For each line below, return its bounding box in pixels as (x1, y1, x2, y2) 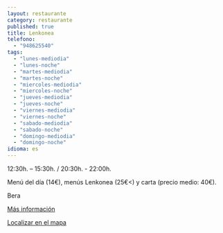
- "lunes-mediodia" (13, 55, 70, 62)
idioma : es (7, 146, 39, 153)
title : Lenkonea (7, 29, 54, 37)
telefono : (7, 36, 36, 43)
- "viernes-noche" (13, 113, 67, 120)
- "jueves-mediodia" (13, 94, 73, 101)
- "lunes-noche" (13, 62, 60, 69)
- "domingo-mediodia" (13, 132, 76, 139)
